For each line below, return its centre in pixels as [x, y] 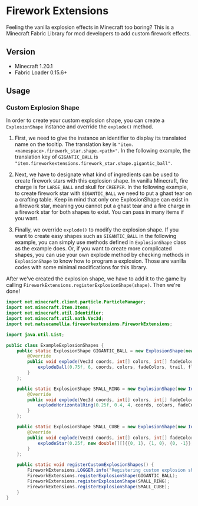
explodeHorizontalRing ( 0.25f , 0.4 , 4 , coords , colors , [106, 405]
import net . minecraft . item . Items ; [49, 307]
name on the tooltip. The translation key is [65, 144]
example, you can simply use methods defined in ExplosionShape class [100, 242]
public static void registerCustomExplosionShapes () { [85, 465]
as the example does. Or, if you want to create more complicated [93, 249]
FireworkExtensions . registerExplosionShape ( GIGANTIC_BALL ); [103, 476]
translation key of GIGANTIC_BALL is [56, 157]
